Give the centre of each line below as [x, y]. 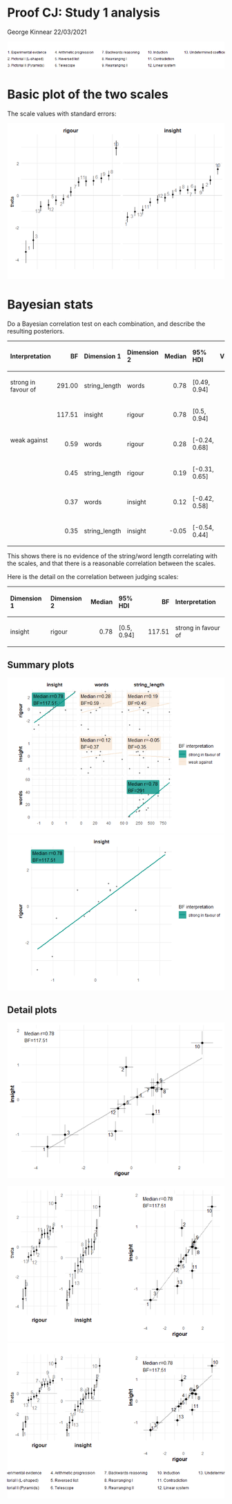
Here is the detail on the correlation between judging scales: [93, 577]
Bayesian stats [50, 305]
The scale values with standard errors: [62, 113]
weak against [29, 440]
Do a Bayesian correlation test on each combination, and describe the [106, 324]
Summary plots [41, 664]
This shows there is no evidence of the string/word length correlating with [112, 556]
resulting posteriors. [36, 331]
